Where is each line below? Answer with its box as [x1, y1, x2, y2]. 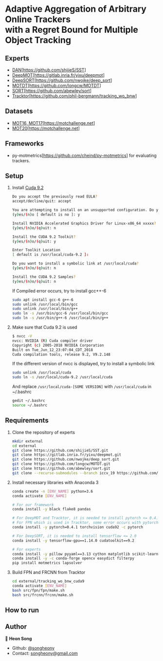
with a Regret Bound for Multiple [5, 24, 139, 35]
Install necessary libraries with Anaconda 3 [12, 479, 99, 485]
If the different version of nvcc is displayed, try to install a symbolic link [12, 361, 155, 367]
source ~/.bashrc [12, 403, 48, 408]
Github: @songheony [12, 645, 55, 651]
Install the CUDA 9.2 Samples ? [12, 274, 76, 279]
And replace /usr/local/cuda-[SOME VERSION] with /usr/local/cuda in [12, 384, 152, 390]
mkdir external [12, 439, 43, 443]
